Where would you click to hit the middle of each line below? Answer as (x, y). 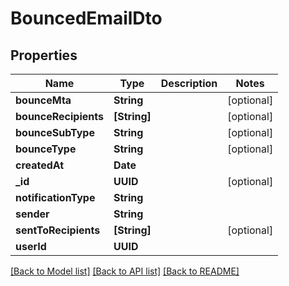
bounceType (46, 149)
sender (32, 214)
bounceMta (43, 100)
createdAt (40, 165)
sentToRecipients (58, 230)
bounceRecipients (59, 116)
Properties (44, 55)
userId (31, 246)
